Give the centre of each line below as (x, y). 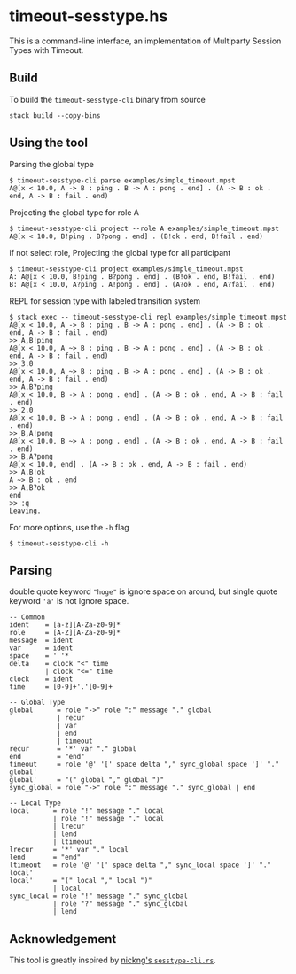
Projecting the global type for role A (74, 212)
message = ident (41, 641)
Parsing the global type (52, 164)
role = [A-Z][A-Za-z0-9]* (65, 633)
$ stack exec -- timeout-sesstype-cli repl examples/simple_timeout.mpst (148, 317)
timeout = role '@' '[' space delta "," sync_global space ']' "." (144, 765)
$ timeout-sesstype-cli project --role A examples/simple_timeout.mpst (144, 228)
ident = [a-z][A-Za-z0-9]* (65, 625)
